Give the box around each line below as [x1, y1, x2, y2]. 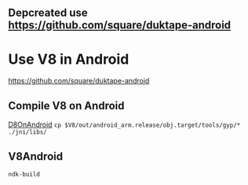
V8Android [8, 150, 64, 163]
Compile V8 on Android [8, 98, 125, 113]
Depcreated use [8, 6, 88, 20]
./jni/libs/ [8, 128, 47, 136]
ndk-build [8, 170, 41, 178]
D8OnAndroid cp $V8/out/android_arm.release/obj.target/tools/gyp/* [8, 120, 241, 129]
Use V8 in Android [8, 50, 129, 68]
